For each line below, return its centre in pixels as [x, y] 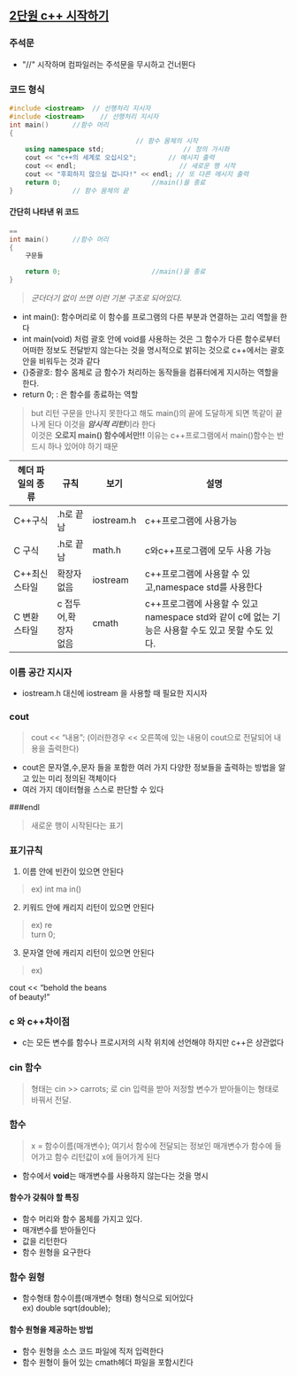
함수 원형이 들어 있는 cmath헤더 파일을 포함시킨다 [108, 1362]
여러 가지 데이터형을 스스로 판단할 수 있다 [93, 789]
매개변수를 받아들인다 [59, 1230]
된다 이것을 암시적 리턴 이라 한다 [102, 424]
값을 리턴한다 [45, 1241]
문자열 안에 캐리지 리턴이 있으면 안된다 [88, 952]
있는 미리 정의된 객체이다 [74, 778]
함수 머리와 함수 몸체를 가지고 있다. [82, 1219]
